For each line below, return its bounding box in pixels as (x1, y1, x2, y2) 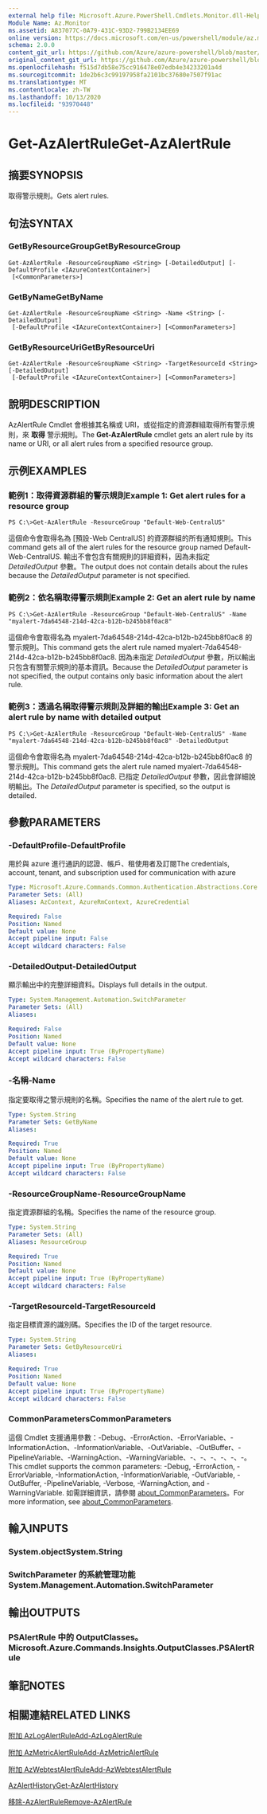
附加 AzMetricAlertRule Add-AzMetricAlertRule (8, 1748, 159, 1757)
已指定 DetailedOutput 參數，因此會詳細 (118, 772, 249, 781)
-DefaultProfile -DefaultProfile (8, 839, 126, 850)
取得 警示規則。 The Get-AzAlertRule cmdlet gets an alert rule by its (30, 430, 253, 440)
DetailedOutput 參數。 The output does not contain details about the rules (8, 561, 249, 571)
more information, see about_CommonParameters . (8, 1496, 173, 1506)
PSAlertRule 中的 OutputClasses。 (8, 1632, 143, 1643)
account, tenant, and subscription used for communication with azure (8, 868, 236, 878)
